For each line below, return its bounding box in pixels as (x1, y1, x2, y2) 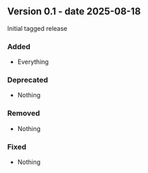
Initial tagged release (7, 24, 68, 32)
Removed (7, 109, 40, 118)
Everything (17, 57, 49, 66)
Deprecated (7, 75, 49, 85)
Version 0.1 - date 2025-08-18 (7, 6, 141, 18)
